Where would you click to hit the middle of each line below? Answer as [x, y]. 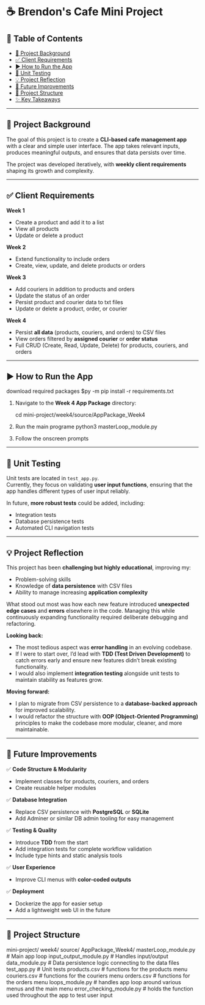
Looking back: [25, 635]
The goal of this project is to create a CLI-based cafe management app [97, 139]
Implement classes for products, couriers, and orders [82, 781]
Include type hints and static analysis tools [69, 855]
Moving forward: [28, 692]
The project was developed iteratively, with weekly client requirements [96, 164]
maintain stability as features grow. [59, 680]
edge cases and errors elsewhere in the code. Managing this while [91, 611]
